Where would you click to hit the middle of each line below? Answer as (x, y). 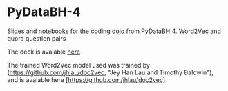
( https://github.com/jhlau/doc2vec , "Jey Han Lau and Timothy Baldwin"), (111, 72)
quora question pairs (37, 38)
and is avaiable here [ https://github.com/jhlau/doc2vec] (86, 79)
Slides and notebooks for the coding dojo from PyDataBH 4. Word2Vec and (114, 31)
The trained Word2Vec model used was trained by (79, 65)
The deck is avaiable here (44, 52)
